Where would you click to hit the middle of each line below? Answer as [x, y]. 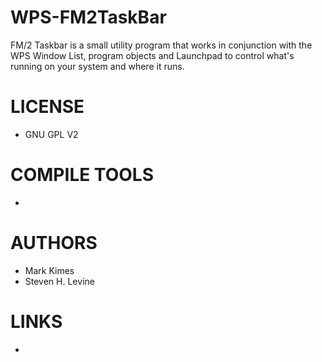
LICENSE [47, 107]
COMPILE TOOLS [82, 175]
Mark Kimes [49, 270]
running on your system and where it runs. [97, 66]
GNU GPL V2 [51, 134]
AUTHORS [54, 243]
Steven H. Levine [59, 281]
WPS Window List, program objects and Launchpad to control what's [152, 55]
